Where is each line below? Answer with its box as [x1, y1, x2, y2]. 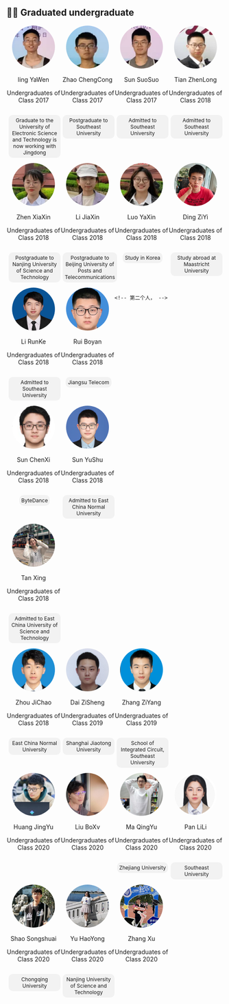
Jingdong [23, 148, 47, 156]
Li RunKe [21, 337, 46, 346]
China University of [11, 621, 58, 629]
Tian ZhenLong [173, 75, 217, 83]
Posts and [77, 267, 102, 274]
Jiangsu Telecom [67, 379, 110, 386]
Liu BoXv [74, 823, 101, 831]
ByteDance [21, 496, 49, 504]
